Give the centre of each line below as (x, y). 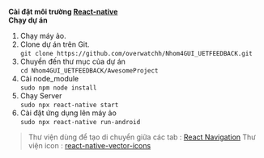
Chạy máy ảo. (43, 36)
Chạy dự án (28, 20)
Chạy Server (41, 96)
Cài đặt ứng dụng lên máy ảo (68, 113)
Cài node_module (49, 79)
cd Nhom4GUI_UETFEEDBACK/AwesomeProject (89, 71)
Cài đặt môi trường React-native (63, 12)
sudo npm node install (58, 88)
